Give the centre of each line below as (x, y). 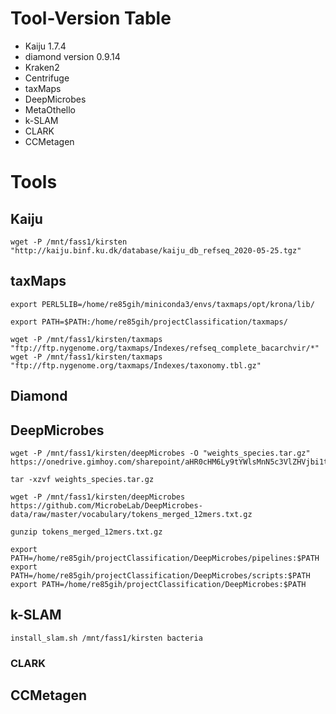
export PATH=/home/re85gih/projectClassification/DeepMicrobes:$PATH (158, 584)
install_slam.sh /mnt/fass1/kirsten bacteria (106, 638)
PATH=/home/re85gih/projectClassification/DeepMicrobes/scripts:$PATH (160, 575)
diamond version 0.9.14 (72, 56)
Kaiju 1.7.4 (45, 46)
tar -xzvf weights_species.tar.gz (82, 479)
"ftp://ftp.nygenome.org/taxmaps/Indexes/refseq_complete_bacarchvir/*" (165, 348)
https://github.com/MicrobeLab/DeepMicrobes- (106, 505)
